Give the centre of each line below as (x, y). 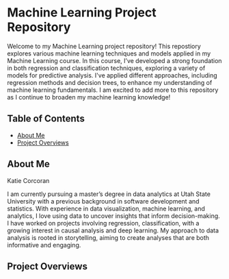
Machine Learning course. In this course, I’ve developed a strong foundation (114, 60)
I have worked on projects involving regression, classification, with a (103, 223)
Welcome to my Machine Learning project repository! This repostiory (104, 46)
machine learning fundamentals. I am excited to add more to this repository (113, 90)
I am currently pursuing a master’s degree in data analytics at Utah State (109, 194)
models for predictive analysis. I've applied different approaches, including (112, 75)
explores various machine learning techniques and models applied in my (109, 53)
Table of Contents (46, 119)
